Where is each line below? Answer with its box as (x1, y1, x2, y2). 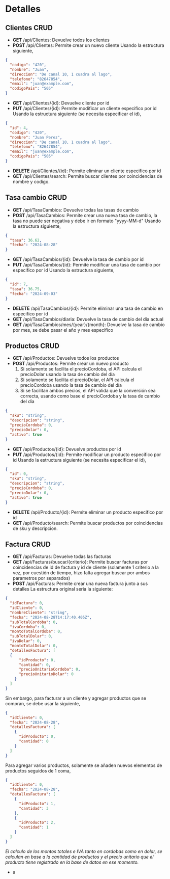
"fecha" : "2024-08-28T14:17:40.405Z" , (10, 615, 92, 620)
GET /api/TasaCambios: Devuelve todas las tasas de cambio (12, 207, 139, 213)
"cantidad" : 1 (18, 825, 49, 830)
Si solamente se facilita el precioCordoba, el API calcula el (20, 366, 142, 372)
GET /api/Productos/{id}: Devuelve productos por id (12, 446, 121, 452)
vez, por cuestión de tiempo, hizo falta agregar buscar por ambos (12, 570, 150, 576)
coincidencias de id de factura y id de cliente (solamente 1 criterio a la (12, 564, 159, 571)
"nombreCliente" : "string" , (10, 610, 70, 615)
